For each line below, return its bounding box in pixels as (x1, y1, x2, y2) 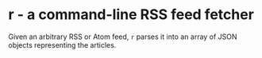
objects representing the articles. (8, 40, 117, 49)
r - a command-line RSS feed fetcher (8, 6, 254, 24)
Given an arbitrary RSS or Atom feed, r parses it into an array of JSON (8, 32, 237, 41)
